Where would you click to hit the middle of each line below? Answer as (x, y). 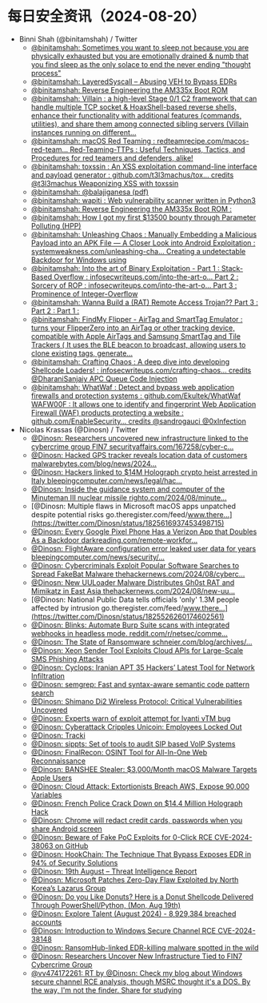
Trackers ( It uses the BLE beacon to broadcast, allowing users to (138, 344)
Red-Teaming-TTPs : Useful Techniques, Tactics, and (157, 149)
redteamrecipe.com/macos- (203, 141)
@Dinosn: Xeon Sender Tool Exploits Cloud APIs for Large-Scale (137, 650)
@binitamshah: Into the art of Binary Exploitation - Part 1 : (126, 268)
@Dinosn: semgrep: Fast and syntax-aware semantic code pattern (140, 684)
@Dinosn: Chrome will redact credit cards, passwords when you (137, 820)
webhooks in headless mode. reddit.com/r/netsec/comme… (130, 633)
